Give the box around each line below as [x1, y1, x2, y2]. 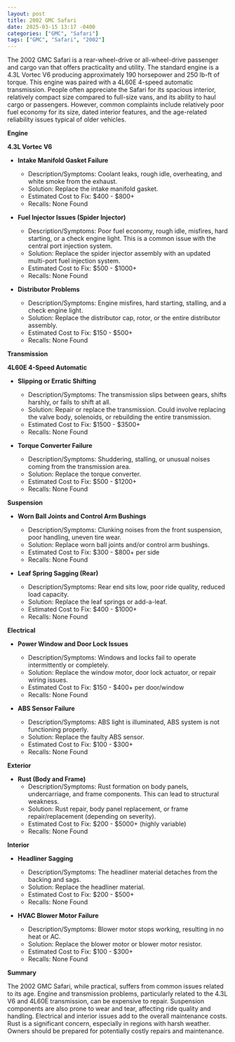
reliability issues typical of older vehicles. [7, 115, 126, 124]
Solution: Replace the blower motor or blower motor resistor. [27, 940, 203, 949]
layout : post [7, 10, 46, 18]
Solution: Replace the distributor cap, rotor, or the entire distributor [27, 314, 221, 322]
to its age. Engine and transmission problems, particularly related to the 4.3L [7, 989, 228, 998]
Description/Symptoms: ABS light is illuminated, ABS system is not [27, 718, 220, 727]
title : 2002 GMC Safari [7, 17, 77, 24]
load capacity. [27, 591, 69, 599]
